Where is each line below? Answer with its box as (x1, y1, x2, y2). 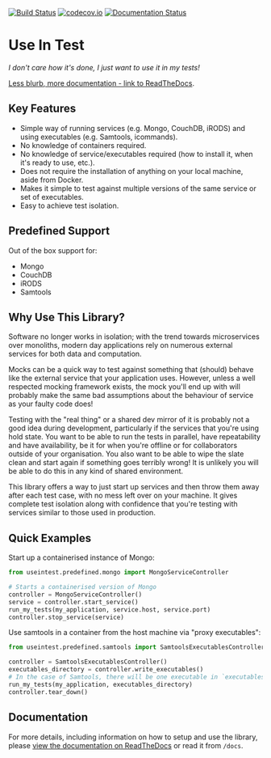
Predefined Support (8, 224, 110, 238)
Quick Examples (8, 531, 92, 545)
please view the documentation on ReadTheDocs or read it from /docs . (8, 740, 244, 750)
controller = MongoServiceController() (8, 591, 143, 599)
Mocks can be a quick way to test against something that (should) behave (8, 365, 254, 375)
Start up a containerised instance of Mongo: (8, 553, 155, 562)
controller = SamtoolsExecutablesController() (8, 658, 168, 667)
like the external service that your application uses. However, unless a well (8, 373, 256, 383)
